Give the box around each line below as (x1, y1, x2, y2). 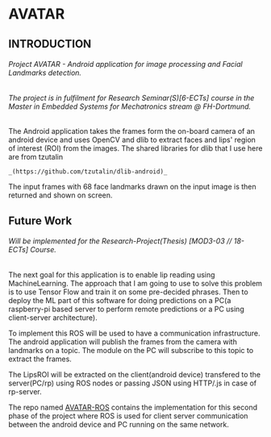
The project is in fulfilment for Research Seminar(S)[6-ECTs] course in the (8, 93, 255, 102)
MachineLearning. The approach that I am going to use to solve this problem (8, 278, 263, 288)
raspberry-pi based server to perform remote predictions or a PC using (8, 304, 244, 314)
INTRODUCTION (8, 37, 92, 51)
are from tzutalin (8, 152, 63, 162)
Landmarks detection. (8, 68, 82, 77)
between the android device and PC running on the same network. (8, 419, 230, 429)
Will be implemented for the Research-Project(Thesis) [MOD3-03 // (8, 236, 232, 246)
